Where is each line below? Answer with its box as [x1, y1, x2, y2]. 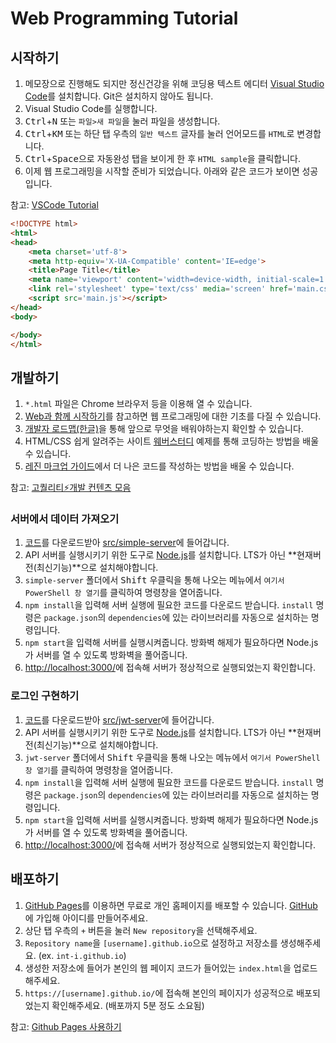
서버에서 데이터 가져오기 [10, 512, 120, 526]
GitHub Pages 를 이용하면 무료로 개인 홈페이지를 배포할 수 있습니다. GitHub [24, 899, 318, 911]
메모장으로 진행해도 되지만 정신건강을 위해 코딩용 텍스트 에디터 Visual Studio [24, 78, 325, 89]
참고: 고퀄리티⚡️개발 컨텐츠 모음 [10, 482, 132, 494]
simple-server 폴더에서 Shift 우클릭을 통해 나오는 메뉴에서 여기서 [24, 574, 285, 586]
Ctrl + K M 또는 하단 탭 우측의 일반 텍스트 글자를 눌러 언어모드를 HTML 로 [24, 128, 295, 139]
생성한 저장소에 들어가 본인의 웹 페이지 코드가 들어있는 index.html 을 [24, 962, 292, 974]
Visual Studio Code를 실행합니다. [24, 103, 158, 114]
